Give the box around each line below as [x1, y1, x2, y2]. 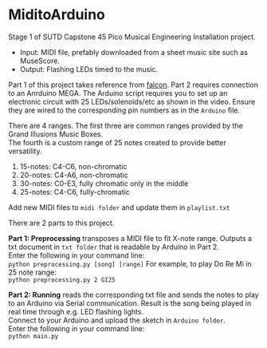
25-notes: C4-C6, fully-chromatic [19, 187, 130, 196]
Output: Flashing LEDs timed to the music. [19, 64, 158, 73]
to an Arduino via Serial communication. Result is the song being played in [8, 298, 252, 308]
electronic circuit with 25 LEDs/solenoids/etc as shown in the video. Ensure [8, 97, 256, 106]
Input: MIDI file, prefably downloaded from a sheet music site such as [19, 47, 249, 57]
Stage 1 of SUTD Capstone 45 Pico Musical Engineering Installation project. [8, 32, 257, 42]
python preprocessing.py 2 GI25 [8, 275, 116, 284]
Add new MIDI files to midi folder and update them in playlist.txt [8, 202, 230, 212]
